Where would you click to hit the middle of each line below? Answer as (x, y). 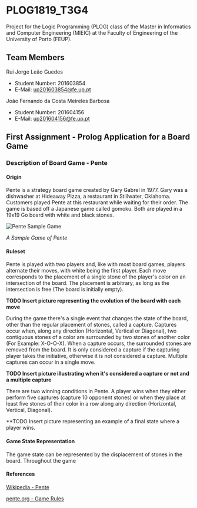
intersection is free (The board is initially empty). (65, 290)
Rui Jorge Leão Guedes (35, 72)
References (21, 474)
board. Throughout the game (41, 460)
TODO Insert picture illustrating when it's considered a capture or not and (98, 374)
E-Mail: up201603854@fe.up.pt (53, 89)
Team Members (35, 57)
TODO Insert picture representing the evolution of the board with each (94, 301)
